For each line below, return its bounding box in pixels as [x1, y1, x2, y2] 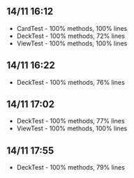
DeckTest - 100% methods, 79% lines [16, 163, 125, 172]
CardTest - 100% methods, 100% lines [16, 24, 128, 32]
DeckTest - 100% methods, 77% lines [16, 117, 125, 125]
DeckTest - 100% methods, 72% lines [16, 32, 125, 40]
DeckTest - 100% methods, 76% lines [16, 78, 125, 86]
